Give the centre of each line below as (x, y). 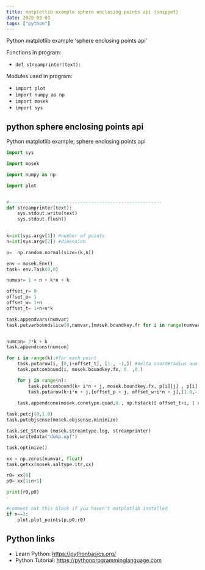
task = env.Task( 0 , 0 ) (33, 269)
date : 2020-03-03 (28, 18)
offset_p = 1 (21, 297)
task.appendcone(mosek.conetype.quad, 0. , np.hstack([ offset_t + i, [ (106, 403)
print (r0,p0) (23, 492)
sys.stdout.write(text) (48, 214)
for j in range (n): (42, 380)
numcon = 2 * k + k (27, 342)
